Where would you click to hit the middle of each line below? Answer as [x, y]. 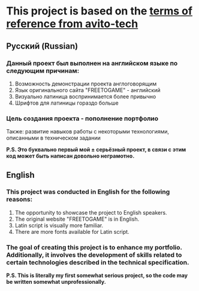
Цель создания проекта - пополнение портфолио [82, 118]
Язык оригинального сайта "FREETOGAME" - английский [88, 90]
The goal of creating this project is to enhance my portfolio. [94, 247]
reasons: [19, 200]
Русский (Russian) [42, 46]
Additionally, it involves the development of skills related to [94, 255]
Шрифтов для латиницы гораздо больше [67, 103]
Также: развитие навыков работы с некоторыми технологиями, [88, 132]
